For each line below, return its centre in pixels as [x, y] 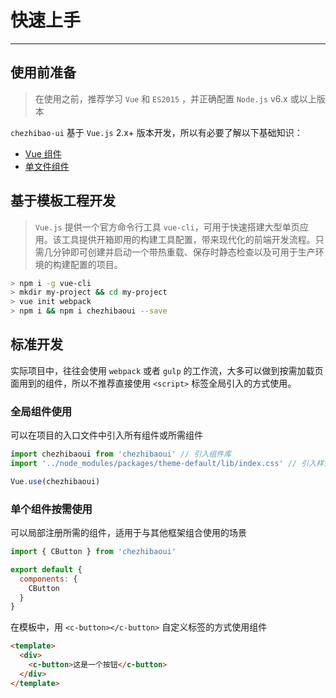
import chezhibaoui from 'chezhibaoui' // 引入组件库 [121, 454]
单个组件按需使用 [51, 509]
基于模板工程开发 [63, 201]
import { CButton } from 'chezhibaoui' [93, 552]
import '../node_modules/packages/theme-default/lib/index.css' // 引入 [163, 464]
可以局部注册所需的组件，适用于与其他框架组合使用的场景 [128, 533]
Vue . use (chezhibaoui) [55, 481]
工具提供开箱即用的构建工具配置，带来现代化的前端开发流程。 [188, 239]
